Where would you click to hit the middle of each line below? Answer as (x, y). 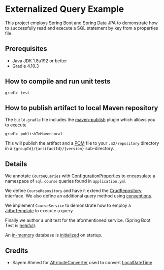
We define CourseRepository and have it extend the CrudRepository (73, 191)
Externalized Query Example (65, 9)
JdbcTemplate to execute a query (39, 211)
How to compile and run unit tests (58, 82)
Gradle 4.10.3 (26, 66)
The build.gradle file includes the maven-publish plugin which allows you (80, 120)
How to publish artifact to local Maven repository (82, 108)
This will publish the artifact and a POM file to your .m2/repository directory (82, 143)
